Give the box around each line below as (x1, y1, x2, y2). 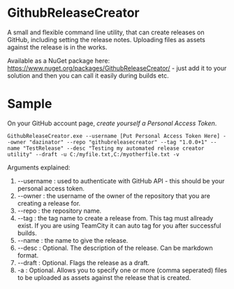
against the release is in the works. (7, 43, 108, 51)
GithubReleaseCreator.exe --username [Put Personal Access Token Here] (7, 132, 220, 139)
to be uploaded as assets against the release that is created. (17, 273, 191, 281)
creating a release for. (17, 199, 81, 207)
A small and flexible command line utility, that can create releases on (7, 28, 205, 36)
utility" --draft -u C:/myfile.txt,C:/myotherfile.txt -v (7, 150, 180, 158)
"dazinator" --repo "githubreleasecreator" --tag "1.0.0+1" (29, 139, 208, 146)
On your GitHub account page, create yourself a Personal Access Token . (7, 119, 217, 127)
